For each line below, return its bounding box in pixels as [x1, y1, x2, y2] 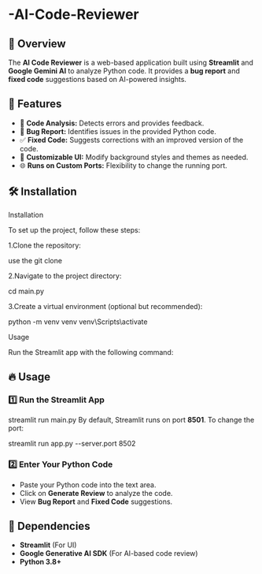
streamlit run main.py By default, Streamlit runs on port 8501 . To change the [8, 416, 255, 425]
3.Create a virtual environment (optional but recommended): [8, 301, 203, 311]
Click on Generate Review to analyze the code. [19, 488, 173, 498]
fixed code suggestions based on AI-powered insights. [8, 75, 187, 84]
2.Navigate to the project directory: [8, 270, 122, 281]
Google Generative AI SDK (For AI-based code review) [19, 549, 198, 558]
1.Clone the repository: [8, 240, 81, 250]
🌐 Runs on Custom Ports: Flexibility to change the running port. [19, 160, 228, 170]
